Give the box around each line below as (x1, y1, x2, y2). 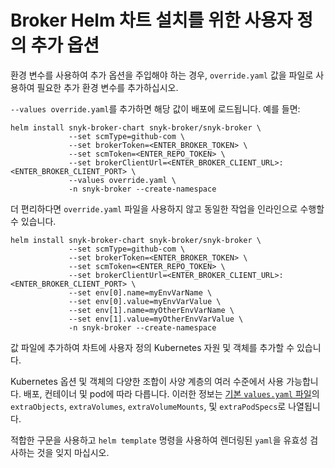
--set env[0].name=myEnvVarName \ (68, 287, 213, 298)
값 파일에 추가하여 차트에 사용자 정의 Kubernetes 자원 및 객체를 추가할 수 (10, 341, 295, 353)
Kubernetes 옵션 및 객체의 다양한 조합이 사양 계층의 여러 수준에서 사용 (10, 375, 285, 387)
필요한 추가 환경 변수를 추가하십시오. (36, 81, 179, 93)
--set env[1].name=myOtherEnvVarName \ (68, 305, 235, 315)
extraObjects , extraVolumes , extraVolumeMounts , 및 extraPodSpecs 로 (10, 400, 287, 412)
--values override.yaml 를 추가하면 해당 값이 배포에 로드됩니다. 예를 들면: (10, 102, 301, 115)
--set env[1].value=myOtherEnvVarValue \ (68, 314, 244, 324)
